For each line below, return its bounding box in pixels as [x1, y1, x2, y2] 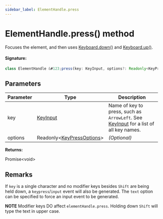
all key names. [108, 127, 141, 133]
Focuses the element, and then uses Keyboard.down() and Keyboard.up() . [5, 44, 153, 50]
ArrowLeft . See [108, 114, 143, 121]
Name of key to [108, 102, 143, 109]
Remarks [5, 170, 33, 179]
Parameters [5, 80, 41, 88]
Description [118, 94, 146, 101]
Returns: [5, 147, 23, 153]
